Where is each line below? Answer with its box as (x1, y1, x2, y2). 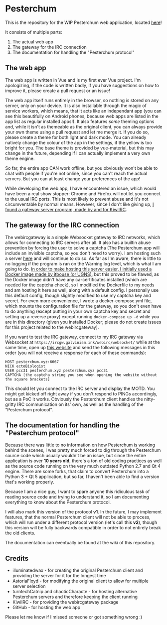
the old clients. (5, 530, 36, 536)
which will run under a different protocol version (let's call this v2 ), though (5, 519, 158, 525)
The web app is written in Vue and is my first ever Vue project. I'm (5, 77, 141, 83)
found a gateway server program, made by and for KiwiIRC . (5, 206, 127, 212)
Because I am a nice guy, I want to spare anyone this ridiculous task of (5, 489, 150, 495)
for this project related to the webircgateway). (5, 324, 99, 330)
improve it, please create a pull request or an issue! (5, 88, 111, 94)
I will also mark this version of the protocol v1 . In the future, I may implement (5, 509, 162, 515)
